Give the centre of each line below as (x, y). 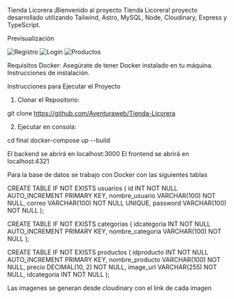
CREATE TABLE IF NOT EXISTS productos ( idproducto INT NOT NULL (108, 252)
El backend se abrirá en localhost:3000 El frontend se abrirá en (98, 154)
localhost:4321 (28, 161)
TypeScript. (24, 25)
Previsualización (31, 38)
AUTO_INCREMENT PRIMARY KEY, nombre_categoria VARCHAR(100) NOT (115, 231)
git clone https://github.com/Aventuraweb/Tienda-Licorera (92, 113)
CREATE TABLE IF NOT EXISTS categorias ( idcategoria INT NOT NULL (109, 224)
